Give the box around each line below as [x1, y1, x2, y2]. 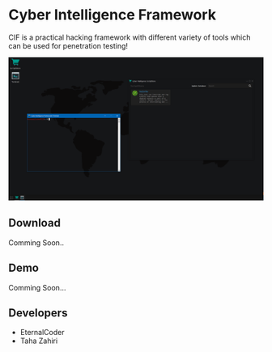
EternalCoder [19, 328, 65, 337]
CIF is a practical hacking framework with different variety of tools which [8, 32, 251, 42]
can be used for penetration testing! [8, 40, 128, 50]
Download [8, 216, 61, 230]
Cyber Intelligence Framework [8, 6, 217, 24]
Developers [8, 306, 68, 320]
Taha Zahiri [19, 336, 58, 346]
